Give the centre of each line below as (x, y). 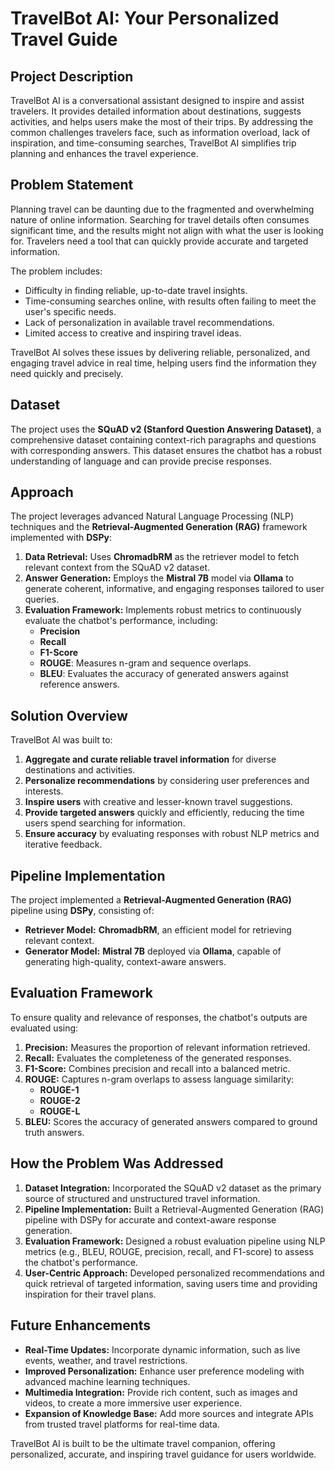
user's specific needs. (70, 311)
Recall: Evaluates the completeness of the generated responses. (158, 1058)
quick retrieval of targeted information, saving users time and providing (171, 1283)
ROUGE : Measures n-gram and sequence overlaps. (145, 663)
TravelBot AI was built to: (61, 740)
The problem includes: (56, 271)
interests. (44, 791)
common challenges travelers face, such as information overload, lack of (160, 132)
